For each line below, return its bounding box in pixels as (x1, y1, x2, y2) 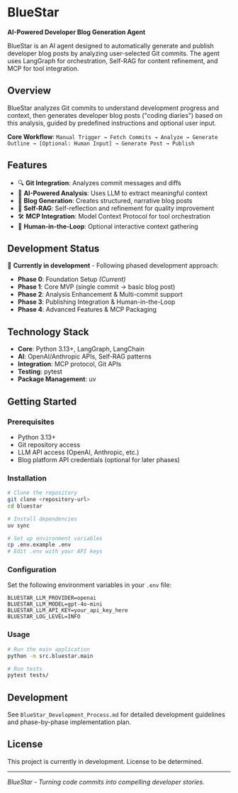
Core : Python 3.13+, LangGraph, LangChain (17, 345, 145, 354)
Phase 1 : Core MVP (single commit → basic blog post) (17, 283, 176, 291)
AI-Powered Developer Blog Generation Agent (7, 28, 146, 36)
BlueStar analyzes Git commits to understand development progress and (7, 104, 220, 112)
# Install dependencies (7, 515, 78, 523)
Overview (7, 84, 52, 97)
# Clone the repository (7, 489, 78, 497)
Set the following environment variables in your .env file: (7, 581, 172, 589)
